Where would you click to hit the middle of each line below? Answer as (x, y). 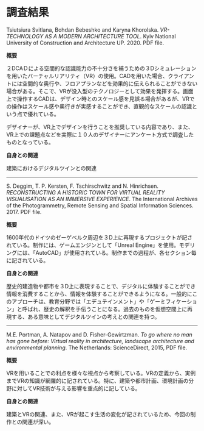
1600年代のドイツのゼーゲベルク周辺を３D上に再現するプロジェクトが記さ (100, 237)
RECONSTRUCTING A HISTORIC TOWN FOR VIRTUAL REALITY (86, 192)
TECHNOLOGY (25, 36)
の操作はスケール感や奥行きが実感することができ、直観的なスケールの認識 (99, 106)
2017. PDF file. (24, 212)
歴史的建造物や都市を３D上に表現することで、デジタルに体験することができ (101, 286)
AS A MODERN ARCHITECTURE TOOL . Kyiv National (110, 36)
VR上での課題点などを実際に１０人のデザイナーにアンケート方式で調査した (100, 134)
